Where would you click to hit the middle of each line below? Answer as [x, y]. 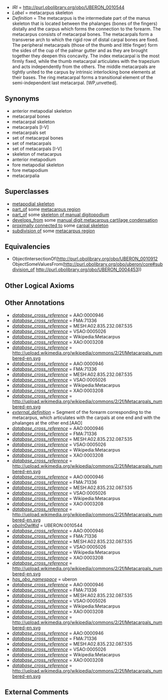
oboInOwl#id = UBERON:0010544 [47, 525]
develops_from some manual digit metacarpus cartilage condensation [85, 220]
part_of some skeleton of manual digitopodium [60, 215]
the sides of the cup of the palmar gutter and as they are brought [80, 50]
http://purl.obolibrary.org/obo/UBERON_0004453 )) [89, 270]
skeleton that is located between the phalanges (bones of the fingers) [85, 23]
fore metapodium [30, 170]
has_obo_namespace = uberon [45, 579]
